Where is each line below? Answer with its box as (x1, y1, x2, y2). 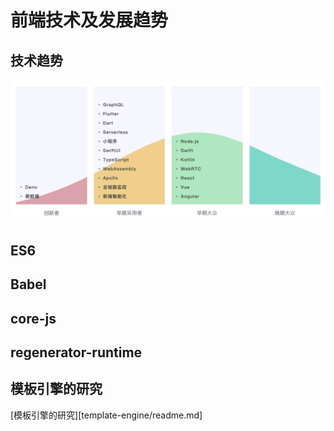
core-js (10, 310, 57, 327)
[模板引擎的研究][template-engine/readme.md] (10, 409, 203, 421)
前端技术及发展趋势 (10, 9, 169, 32)
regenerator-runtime (10, 344, 143, 361)
